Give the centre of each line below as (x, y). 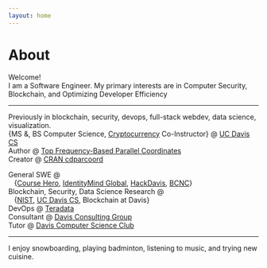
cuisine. (21, 256)
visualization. (30, 125)
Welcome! (25, 77)
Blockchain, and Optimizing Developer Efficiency (88, 94)
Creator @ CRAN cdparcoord (56, 159)
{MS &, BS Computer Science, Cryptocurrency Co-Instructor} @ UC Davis (129, 134)
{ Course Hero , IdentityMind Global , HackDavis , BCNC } (103, 183)
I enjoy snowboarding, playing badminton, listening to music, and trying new (133, 248)
